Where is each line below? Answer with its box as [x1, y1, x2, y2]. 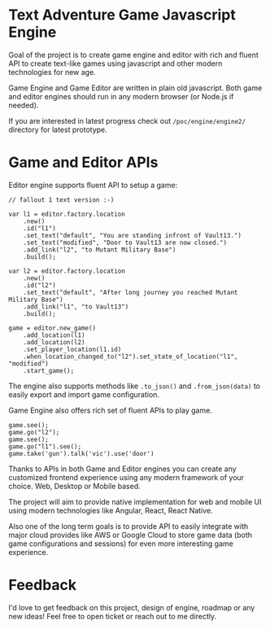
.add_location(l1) [23, 331, 85, 339]
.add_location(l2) [23, 338, 85, 347]
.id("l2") [23, 281, 57, 290]
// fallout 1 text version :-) [8, 195, 115, 204]
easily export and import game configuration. [8, 389, 160, 400]
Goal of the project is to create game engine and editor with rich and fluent [8, 50, 259, 59]
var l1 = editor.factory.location [8, 210, 126, 218]
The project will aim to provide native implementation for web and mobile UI [8, 496, 262, 506]
